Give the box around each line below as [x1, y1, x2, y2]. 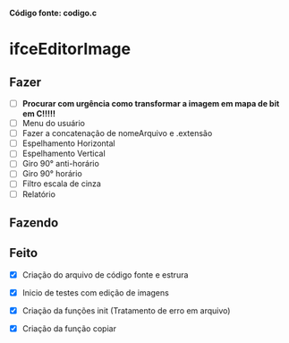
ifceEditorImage [9, 39, 132, 59]
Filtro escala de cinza [21, 178, 101, 189]
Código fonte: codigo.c [9, 8, 97, 18]
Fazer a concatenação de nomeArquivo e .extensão [21, 128, 213, 139]
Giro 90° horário [21, 168, 82, 179]
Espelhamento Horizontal [21, 138, 116, 149]
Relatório [21, 188, 56, 200]
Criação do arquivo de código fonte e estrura [21, 269, 189, 280]
